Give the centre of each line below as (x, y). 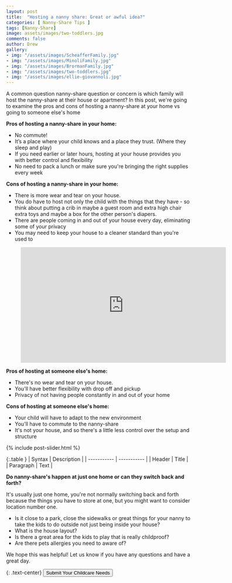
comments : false (26, 39)
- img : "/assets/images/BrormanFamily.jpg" (60, 66)
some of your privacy (40, 227)
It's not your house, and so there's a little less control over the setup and (102, 430)
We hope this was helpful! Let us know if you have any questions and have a (98, 555)
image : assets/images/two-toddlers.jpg (55, 33)
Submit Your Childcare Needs (78, 573)
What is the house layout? (46, 531)
